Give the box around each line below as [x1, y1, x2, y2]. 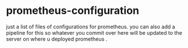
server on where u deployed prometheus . [6, 35, 108, 42]
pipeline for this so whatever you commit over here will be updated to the [6, 29, 183, 36]
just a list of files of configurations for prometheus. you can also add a [6, 23, 176, 30]
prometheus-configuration [6, 4, 139, 17]
